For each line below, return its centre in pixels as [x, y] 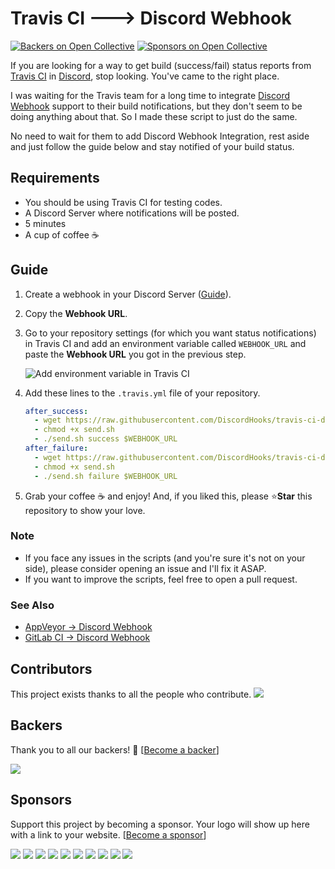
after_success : [56, 411]
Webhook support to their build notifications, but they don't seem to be [156, 106]
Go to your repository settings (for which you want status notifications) [170, 333]
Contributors [51, 668]
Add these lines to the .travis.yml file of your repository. [142, 393]
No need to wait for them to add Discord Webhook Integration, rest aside [160, 136]
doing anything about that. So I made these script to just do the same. [154, 116]
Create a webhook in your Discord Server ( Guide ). [128, 294]
